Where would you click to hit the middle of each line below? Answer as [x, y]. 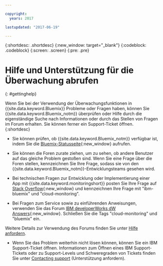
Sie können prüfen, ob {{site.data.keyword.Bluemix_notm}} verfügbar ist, [85, 139]
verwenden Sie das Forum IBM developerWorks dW [64, 209]
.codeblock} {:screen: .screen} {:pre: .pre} [47, 50]
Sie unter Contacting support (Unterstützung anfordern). [69, 258]
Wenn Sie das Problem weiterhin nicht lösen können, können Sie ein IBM [85, 243]
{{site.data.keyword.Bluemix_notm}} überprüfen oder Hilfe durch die [73, 114]
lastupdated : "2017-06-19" [32, 27]
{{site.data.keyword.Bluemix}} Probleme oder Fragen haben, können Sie [77, 109]
